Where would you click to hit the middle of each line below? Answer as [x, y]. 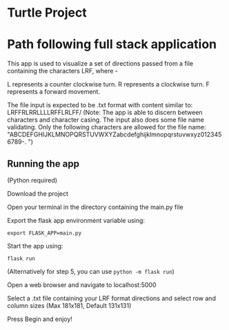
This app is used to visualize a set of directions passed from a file [100, 64]
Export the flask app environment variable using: [76, 220]
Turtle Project [47, 13]
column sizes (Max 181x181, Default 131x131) [69, 305]
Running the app [43, 164]
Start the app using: [35, 246]
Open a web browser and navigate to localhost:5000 [82, 284]
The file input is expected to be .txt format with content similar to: [100, 105]
